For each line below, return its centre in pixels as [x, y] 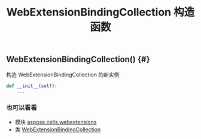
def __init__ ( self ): [32, 86]
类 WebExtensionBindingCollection [58, 129]
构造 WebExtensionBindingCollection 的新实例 [63, 75]
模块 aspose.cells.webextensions [56, 122]
